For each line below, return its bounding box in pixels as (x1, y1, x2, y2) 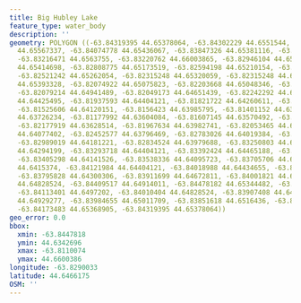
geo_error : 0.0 (9, 212, 66, 222)
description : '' (9, 30, 70, 39)
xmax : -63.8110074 (17, 247, 87, 255)
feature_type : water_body (9, 22, 106, 30)
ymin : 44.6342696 (17, 238, 82, 247)
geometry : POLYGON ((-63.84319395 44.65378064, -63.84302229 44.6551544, (9, 38, 291, 48)
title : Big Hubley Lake (9, 13, 99, 22)
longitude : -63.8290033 (9, 264, 99, 273)
